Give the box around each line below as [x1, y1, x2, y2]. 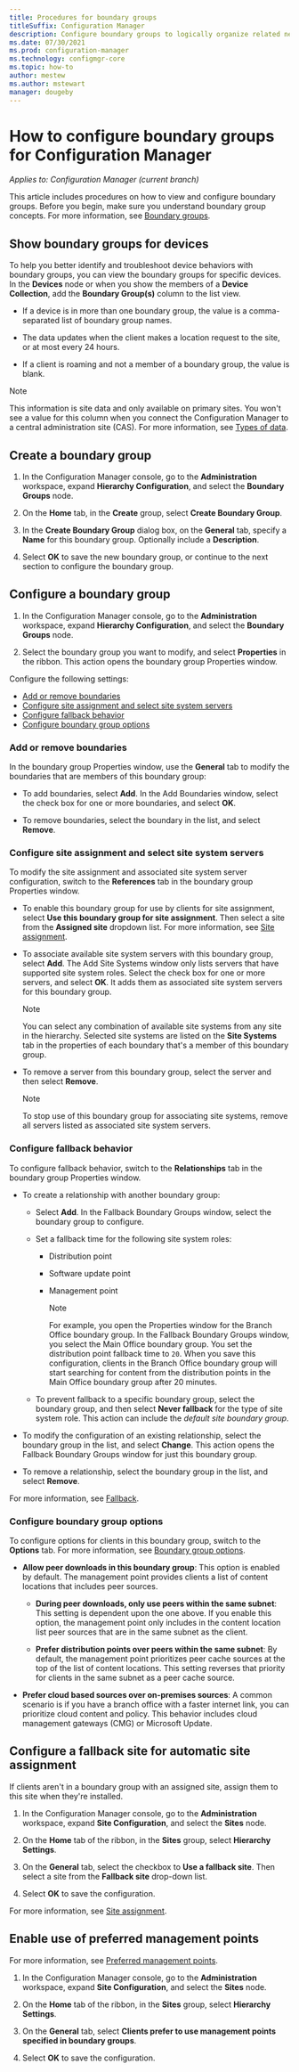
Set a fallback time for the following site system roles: [35, 1233, 232, 1244]
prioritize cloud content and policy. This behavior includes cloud [21, 1709, 258, 1719]
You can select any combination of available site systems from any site [21, 1021, 282, 1032]
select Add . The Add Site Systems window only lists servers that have [21, 959, 279, 969]
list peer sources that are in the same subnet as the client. [35, 1627, 248, 1637]
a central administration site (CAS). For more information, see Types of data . [9, 422, 289, 433]
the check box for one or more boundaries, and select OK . [21, 798, 237, 809]
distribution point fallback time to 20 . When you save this [48, 1348, 256, 1358]
